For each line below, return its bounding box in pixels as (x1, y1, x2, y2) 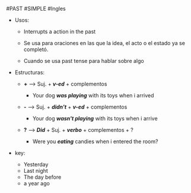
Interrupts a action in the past (23, 28, 96, 35)
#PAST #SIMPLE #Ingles (6, 5, 66, 12)
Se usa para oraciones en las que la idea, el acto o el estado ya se (23, 40, 186, 46)
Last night (23, 167, 49, 174)
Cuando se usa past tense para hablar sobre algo (23, 58, 144, 64)
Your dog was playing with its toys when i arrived (32, 92, 154, 99)
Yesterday (23, 161, 49, 168)
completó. (23, 46, 49, 53)
